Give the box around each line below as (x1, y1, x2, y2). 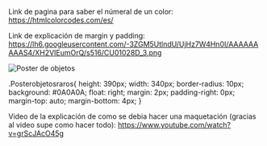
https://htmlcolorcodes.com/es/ (8, 15, 115, 25)
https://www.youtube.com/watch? (118, 120, 232, 129)
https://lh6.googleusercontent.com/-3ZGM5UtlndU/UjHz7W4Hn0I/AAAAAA (8, 39, 259, 49)
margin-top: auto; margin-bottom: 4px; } (8, 96, 142, 105)
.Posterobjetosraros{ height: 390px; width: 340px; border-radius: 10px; (8, 79, 244, 88)
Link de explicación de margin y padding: (8, 31, 145, 40)
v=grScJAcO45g (8, 128, 65, 138)
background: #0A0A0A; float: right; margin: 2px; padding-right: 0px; (8, 87, 236, 97)
